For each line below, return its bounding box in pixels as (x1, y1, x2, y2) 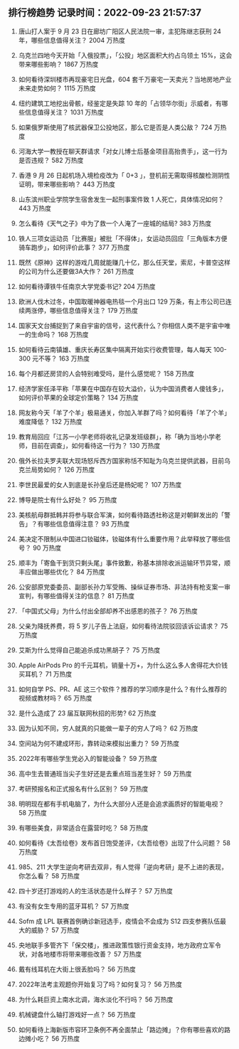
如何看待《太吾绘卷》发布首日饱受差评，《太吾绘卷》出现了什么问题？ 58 (18, 838, 230, 847)
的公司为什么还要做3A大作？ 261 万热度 (18, 267, 134, 275)
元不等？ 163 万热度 (32, 354, 90, 363)
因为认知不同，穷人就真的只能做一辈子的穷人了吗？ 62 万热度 (18, 724, 198, 733)
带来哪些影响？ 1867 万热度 (18, 60, 99, 68)
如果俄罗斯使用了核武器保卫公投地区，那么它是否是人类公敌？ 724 (18, 123, 213, 132)
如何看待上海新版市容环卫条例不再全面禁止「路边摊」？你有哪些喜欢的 (18, 1025, 225, 1033)
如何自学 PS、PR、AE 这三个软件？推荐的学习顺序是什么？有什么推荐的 (18, 685, 227, 693)
